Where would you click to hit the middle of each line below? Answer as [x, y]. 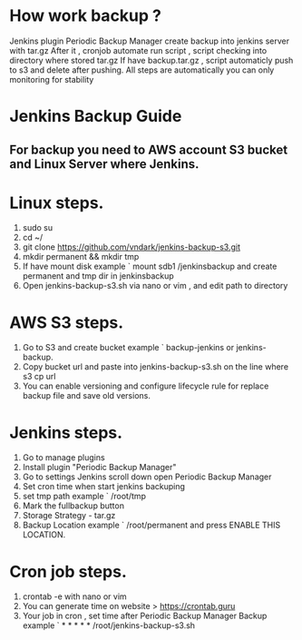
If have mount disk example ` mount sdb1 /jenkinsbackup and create [150, 266]
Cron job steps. [68, 571]
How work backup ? [85, 16]
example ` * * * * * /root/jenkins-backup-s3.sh [109, 625]
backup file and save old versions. [87, 396]
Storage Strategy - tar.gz [69, 516]
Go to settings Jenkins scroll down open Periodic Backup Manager [147, 477]
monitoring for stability [52, 79]
